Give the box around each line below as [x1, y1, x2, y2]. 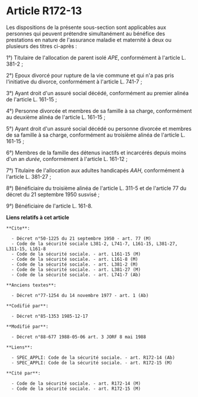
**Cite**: [6, 225, 31, 231]
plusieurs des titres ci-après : [6, 43, 78, 50]
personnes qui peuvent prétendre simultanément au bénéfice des [6, 30, 166, 37]
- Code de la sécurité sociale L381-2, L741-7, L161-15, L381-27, [11, 241, 178, 247]
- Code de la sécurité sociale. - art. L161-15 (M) [11, 251, 141, 257]
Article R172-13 [6, 4, 82, 18]
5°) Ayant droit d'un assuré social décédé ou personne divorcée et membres [6, 125, 192, 132]
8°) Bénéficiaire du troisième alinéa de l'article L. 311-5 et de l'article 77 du [6, 185, 187, 192]
